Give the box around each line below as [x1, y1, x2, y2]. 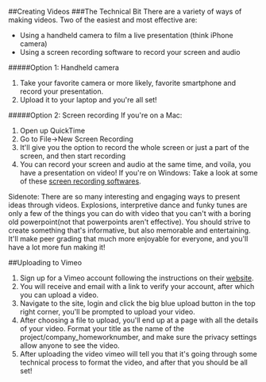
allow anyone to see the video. [19, 341, 121, 350]
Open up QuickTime [19, 126, 86, 135]
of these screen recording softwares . [19, 176, 141, 186]
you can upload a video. [19, 290, 99, 299]
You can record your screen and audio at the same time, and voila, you [19, 160, 252, 169]
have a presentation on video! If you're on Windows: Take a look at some [19, 168, 258, 177]
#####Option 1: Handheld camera [8, 63, 119, 72]
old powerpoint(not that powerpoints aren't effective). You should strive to [8, 218, 251, 226]
